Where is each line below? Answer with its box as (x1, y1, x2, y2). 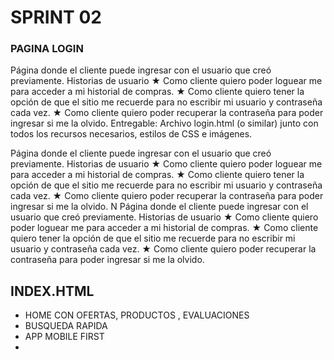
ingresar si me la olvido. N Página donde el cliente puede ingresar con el (10, 201, 309, 213)
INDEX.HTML (10, 282, 95, 300)
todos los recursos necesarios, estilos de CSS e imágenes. (10, 128, 253, 140)
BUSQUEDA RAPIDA (24, 320, 108, 332)
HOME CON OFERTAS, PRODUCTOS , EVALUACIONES (24, 309, 250, 321)
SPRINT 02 (10, 6, 102, 29)
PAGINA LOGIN (10, 42, 84, 56)
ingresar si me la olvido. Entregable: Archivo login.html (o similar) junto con (10, 117, 319, 130)
